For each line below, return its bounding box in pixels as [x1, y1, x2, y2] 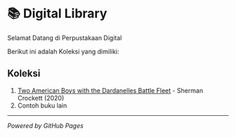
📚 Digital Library [7, 6, 107, 22]
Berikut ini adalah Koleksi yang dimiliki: [7, 47, 119, 56]
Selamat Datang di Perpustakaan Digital [7, 33, 122, 42]
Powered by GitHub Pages [7, 121, 84, 130]
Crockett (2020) [17, 93, 65, 102]
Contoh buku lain [17, 101, 67, 110]
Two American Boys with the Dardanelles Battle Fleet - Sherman [17, 86, 204, 95]
